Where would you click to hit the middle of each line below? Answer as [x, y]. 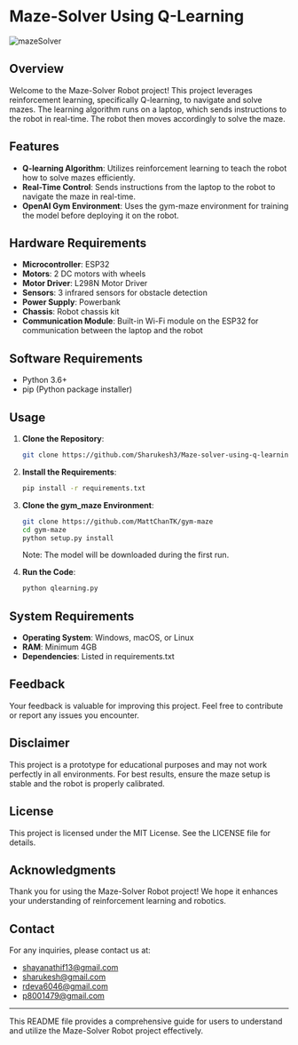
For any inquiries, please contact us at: [80, 950]
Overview [37, 69]
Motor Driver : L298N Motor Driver [85, 283]
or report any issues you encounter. [74, 715]
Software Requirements [76, 359]
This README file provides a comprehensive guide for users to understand [146, 1021]
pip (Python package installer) [77, 389]
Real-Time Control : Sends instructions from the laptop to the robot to [149, 187]
